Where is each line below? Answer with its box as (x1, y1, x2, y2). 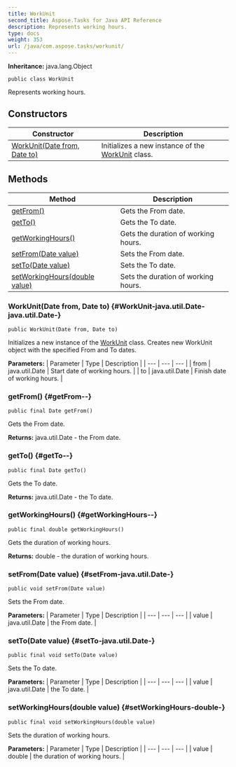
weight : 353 (8, 36, 43, 43)
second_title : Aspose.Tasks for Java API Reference (8, 17, 162, 24)
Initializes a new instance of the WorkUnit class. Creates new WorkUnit (8, 338, 213, 347)
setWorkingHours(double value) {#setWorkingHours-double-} (8, 703, 225, 712)
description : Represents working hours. (8, 23, 128, 30)
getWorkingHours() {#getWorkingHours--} (8, 510, 158, 520)
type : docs (8, 29, 40, 37)
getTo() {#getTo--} (8, 451, 73, 461)
